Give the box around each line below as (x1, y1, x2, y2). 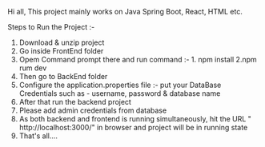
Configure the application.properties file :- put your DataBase (18, 80, 222, 89)
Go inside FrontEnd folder (18, 46, 104, 55)
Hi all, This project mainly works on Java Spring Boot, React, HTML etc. (7, 7, 243, 16)
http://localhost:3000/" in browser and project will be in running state (18, 123, 248, 132)
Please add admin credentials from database (18, 105, 167, 115)
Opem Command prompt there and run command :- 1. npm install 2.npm (18, 55, 257, 64)
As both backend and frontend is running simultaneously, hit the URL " (18, 114, 251, 123)
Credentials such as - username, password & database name (18, 89, 221, 98)
